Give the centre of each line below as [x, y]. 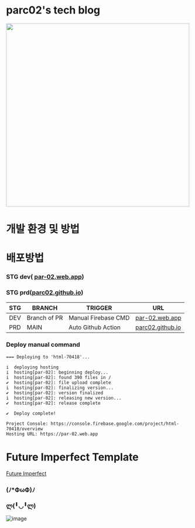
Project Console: [27, 424]
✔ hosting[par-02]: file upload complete [59, 383]
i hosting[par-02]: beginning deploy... [57, 372]
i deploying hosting [32, 367]
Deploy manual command [43, 345]
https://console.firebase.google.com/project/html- [115, 424]
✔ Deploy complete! [31, 413]
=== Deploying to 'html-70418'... [48, 357]
